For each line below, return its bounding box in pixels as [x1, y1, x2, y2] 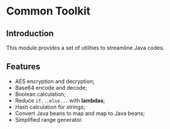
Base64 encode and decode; [14, 84, 87, 91]
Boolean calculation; [14, 90, 66, 98]
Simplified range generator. [14, 116, 83, 123]
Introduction [6, 28, 54, 39]
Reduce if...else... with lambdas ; [14, 96, 105, 104]
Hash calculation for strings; [14, 103, 86, 110]
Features [6, 61, 40, 72]
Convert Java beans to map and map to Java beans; [14, 110, 145, 117]
